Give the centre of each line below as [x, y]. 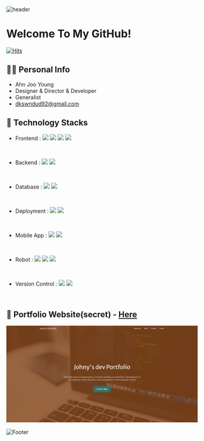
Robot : [24, 259]
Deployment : [32, 211]
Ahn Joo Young [34, 84]
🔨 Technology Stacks [47, 123]
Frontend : [28, 138]
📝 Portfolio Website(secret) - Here [72, 315]
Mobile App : [31, 235]
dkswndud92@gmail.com [47, 104]
